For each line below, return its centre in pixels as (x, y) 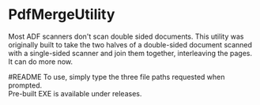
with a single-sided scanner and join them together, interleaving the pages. (130, 53)
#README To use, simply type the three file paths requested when (117, 77)
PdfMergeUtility (62, 15)
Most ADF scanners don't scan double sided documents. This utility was (126, 36)
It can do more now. (41, 62)
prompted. (25, 85)
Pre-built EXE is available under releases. (75, 93)
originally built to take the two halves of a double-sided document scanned (130, 44)
